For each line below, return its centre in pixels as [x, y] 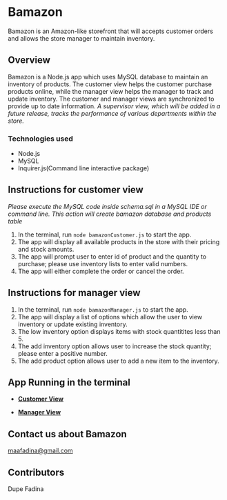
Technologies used [40, 139]
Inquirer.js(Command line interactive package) [83, 168]
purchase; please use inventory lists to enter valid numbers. [103, 263]
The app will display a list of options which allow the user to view [110, 317]
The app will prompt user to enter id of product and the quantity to [112, 257]
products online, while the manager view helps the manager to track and [111, 91]
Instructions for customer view [76, 190]
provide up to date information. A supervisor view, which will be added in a [114, 106]
